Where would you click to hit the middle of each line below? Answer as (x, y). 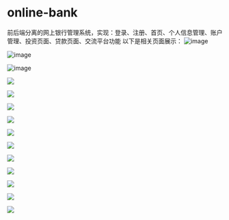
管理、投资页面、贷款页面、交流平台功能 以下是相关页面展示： (95, 41)
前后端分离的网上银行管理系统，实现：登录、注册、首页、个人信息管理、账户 (115, 32)
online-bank (42, 13)
